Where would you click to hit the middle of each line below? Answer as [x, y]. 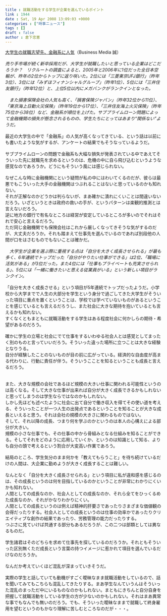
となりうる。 [18, 348]
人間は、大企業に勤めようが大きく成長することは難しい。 [72, 463]
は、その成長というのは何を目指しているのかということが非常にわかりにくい [83, 481]
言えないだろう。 [22, 208]
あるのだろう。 [29, 324]
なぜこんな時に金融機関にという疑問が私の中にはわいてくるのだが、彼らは [81, 178]
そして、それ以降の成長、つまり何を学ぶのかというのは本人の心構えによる [81, 421]
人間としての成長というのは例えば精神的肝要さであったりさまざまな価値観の [83, 506]
